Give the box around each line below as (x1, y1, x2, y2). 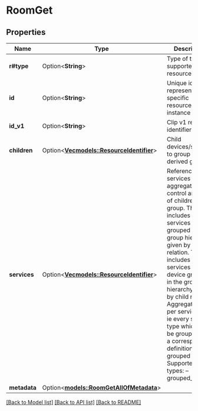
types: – (167, 367, 189, 374)
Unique (167, 79, 187, 87)
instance (167, 109, 191, 116)
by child (167, 293, 189, 300)
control (167, 189, 187, 197)
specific (167, 94, 189, 102)
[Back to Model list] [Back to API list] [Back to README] (6, 399, 141, 406)
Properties (6, 27, 46, 37)
